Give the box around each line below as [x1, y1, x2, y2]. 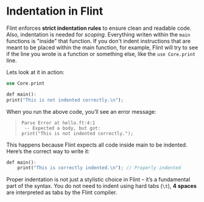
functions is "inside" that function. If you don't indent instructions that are [6, 37, 191, 44]
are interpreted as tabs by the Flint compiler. [6, 189, 118, 196]
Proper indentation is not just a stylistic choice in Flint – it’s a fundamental [6, 176, 191, 183]
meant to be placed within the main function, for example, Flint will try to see [6, 44, 199, 51]
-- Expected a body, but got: [24, 125, 101, 131]
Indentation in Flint [6, 4, 104, 18]
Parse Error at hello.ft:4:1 [21, 120, 96, 126]
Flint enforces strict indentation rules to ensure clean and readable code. [6, 24, 192, 32]
